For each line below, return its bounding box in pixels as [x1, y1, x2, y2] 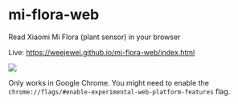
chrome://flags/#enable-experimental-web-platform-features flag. [8, 86, 231, 96]
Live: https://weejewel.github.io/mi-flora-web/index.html [8, 47, 195, 57]
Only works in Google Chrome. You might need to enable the [8, 78, 209, 87]
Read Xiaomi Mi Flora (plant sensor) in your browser [8, 32, 181, 42]
